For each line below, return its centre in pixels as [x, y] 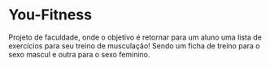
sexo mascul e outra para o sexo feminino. [79, 54]
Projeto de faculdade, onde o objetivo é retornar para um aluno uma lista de [135, 37]
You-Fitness [50, 15]
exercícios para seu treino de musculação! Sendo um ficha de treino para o [134, 45]
